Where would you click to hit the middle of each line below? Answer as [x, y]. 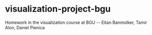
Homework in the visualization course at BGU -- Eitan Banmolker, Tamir [76, 22]
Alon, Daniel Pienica [25, 27]
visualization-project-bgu [58, 9]
